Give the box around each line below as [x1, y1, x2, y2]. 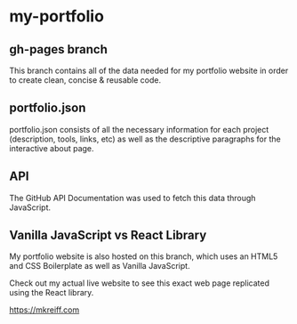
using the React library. [9, 288, 94, 298]
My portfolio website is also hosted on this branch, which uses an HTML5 [9, 251, 278, 262]
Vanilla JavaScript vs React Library [9, 228, 207, 243]
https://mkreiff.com [9, 304, 80, 315]
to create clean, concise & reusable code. [9, 75, 162, 85]
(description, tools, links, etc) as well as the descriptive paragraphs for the [9, 134, 282, 144]
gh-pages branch [9, 42, 108, 57]
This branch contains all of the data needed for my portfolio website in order [9, 65, 289, 76]
